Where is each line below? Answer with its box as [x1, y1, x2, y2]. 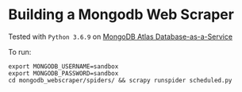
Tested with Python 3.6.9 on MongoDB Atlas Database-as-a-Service [8, 32, 232, 41]
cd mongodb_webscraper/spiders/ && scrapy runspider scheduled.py [8, 76, 232, 84]
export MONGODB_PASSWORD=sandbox [8, 69, 119, 77]
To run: [8, 47, 32, 56]
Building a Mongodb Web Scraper [8, 6, 234, 24]
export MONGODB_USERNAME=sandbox [8, 62, 119, 71]
